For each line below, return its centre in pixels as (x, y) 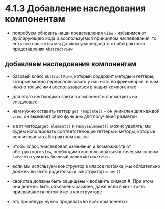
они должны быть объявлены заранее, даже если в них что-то (79, 186)
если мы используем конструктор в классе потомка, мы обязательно (86, 166)
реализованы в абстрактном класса (50, 136)
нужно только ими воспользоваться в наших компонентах (74, 87)
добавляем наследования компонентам (71, 64)
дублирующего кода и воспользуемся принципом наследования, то (84, 38)
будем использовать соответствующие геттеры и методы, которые (84, 131)
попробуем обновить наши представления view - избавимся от (79, 33)
